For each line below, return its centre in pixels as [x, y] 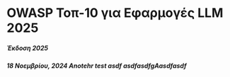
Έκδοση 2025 [28, 48]
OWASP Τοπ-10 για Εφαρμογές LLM [115, 13]
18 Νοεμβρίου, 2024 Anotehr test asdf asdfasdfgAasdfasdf [97, 66]
